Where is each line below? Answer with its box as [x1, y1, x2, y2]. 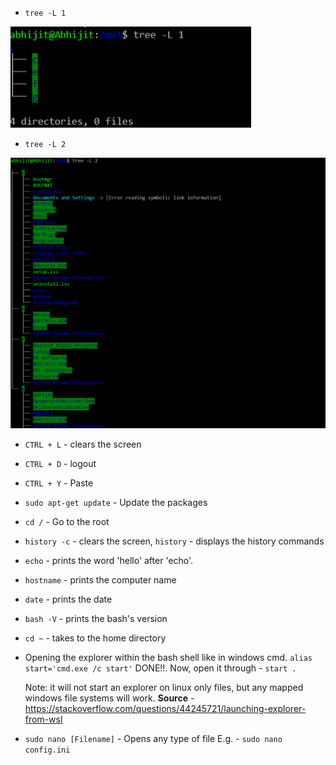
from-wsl [24, 713, 63, 725]
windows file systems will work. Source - [24, 692, 195, 704]
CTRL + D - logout [24, 457, 97, 469]
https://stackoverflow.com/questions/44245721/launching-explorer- [24, 702, 307, 714]
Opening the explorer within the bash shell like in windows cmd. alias [24, 651, 313, 663]
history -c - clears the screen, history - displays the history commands [24, 535, 325, 547]
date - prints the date [24, 593, 113, 605]
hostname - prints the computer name [24, 573, 177, 586]
